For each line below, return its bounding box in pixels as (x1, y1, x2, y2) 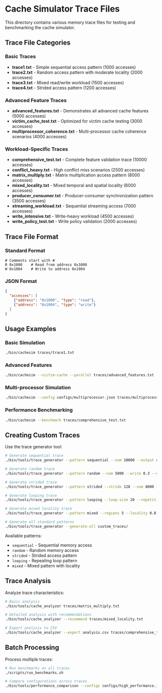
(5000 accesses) (12, 113, 46, 119)
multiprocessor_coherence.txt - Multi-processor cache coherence (12, 128, 147, 134)
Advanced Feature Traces (5, 97, 67, 104)
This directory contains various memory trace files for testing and (5, 19, 135, 25)
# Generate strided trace (5, 480, 57, 485)
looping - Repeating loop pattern (12, 557, 77, 563)
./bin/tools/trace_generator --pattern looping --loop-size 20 (5, 498, 135, 503)
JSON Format (5, 278, 37, 284)
